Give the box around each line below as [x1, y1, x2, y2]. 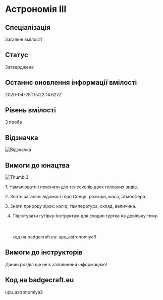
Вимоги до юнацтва [5, 161, 70, 169]
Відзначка [5, 133, 39, 142]
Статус [5, 51, 28, 59]
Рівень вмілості [5, 106, 56, 115]
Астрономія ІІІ [5, 3, 67, 15]
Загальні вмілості [5, 36, 42, 42]
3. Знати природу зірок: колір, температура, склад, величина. [5, 203, 137, 209]
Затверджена [5, 64, 34, 70]
